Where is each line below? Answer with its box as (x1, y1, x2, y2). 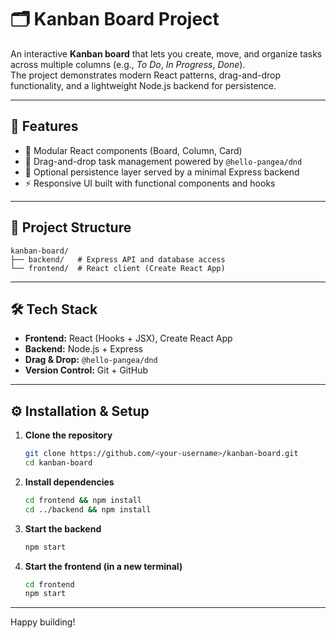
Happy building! (10, 616, 76, 628)
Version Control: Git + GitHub (24, 364, 149, 376)
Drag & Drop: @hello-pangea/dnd (24, 354, 158, 366)
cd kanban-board (24, 458, 93, 468)
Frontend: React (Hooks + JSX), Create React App (24, 332, 233, 345)
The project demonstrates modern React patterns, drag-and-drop (10, 69, 282, 81)
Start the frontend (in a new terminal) (24, 560, 183, 572)
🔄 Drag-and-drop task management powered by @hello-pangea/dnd (24, 155, 303, 167)
